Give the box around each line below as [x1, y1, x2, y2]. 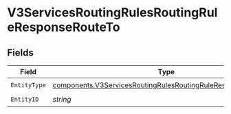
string [52, 94, 71, 104]
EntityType [10, 81, 46, 89]
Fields [7, 47, 34, 58]
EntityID [10, 95, 39, 103]
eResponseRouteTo [7, 19, 120, 35]
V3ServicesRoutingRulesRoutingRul [7, 5, 218, 21]
